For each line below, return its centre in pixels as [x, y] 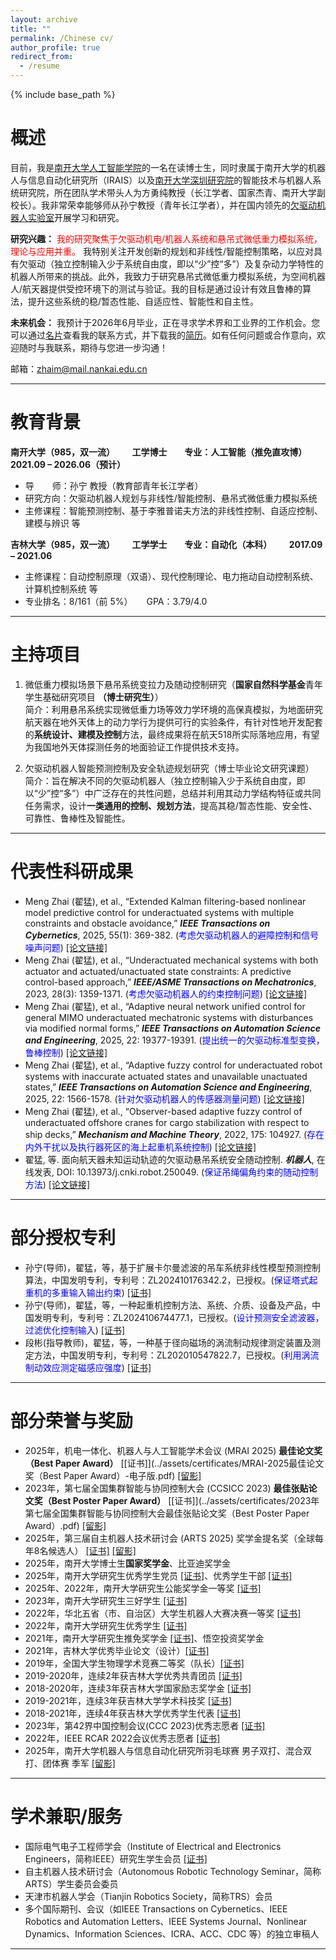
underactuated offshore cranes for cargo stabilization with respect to [167, 1122]
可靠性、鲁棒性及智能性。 [77, 818]
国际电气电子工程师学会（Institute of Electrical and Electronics [153, 1846]
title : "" [31, 29]
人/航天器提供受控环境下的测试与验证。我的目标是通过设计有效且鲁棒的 [156, 288]
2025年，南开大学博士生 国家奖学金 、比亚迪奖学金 [128, 1563]
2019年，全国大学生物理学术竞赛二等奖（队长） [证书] [134, 1663]
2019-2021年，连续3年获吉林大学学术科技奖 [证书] [128, 1700]
